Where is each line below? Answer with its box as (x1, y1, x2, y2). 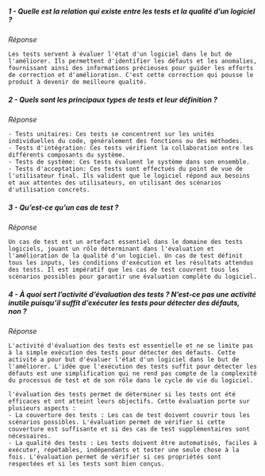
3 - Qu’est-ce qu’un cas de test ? (8, 203, 119, 212)
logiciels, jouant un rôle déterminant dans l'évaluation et (8, 245, 215, 253)
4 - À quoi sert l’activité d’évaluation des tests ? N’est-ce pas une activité (8, 289, 256, 299)
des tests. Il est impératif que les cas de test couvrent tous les (8, 265, 240, 273)
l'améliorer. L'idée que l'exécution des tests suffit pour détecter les (8, 362, 258, 370)
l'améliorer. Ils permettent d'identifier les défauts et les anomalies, (8, 56, 258, 65)
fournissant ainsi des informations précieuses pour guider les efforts (8, 64, 254, 72)
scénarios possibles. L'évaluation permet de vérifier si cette (8, 418, 225, 426)
